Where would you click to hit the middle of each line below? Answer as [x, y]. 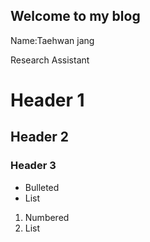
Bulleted [42, 187]
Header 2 [40, 137]
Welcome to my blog [75, 16]
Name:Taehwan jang [52, 40]
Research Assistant [50, 60]
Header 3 [33, 166]
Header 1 [47, 100]
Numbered [47, 217]
